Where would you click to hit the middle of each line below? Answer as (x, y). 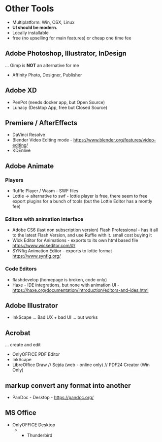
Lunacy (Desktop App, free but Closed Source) (60, 107)
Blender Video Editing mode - (42, 140)
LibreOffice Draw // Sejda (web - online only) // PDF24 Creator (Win (81, 365)
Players (14, 180)
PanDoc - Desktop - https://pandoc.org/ (53, 398)
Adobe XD (21, 90)
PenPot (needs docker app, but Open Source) (58, 102)
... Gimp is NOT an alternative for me (42, 65)
